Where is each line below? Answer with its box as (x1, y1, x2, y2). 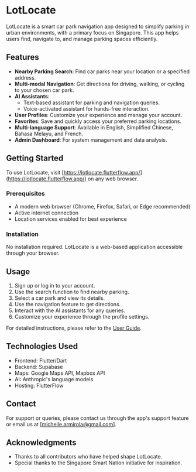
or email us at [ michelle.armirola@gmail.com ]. (6, 420, 117, 427)
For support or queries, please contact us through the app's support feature (6, 414, 189, 422)
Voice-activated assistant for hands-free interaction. (23, 105, 150, 112)
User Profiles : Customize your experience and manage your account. (14, 111, 183, 118)
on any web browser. (87, 175, 139, 182)
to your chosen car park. (14, 86, 74, 94)
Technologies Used (6, 341, 78, 351)
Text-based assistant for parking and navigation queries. (23, 99, 160, 106)
